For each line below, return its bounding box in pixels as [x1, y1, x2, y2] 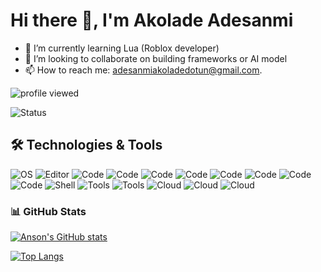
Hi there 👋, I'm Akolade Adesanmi [10, 9, 294, 32]
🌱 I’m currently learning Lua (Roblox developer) [24, 42, 220, 54]
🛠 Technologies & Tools [10, 137, 163, 154]
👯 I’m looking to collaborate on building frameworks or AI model [24, 52, 288, 64]
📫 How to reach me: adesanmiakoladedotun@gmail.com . [24, 64, 263, 76]
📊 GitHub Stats [10, 204, 87, 218]
